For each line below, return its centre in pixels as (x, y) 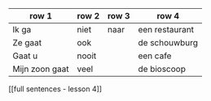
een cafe (155, 56)
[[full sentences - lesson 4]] (55, 89)
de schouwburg (168, 42)
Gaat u (25, 56)
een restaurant (166, 29)
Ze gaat (27, 42)
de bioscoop (162, 69)
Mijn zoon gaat (41, 69)
